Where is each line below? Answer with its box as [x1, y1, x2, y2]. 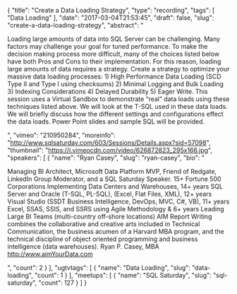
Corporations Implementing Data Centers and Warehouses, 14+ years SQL [7, 182, 224, 190]
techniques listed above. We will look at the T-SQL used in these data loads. [7, 102, 228, 110]
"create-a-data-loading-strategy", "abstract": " [7, 21, 144, 29]
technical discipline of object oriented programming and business [7, 235, 198, 243]
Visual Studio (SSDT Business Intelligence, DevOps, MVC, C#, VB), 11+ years [7, 197, 230, 206]
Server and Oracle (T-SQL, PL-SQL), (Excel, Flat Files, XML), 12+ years [7, 190, 212, 198]
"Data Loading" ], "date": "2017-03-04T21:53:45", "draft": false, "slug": [7, 13, 214, 22]
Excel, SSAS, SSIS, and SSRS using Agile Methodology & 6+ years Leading [7, 205, 224, 213]
